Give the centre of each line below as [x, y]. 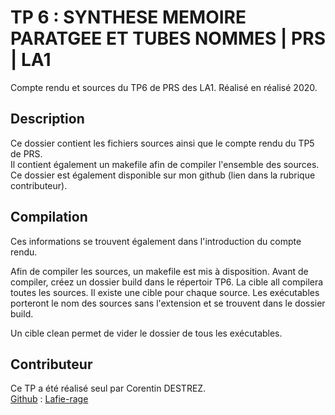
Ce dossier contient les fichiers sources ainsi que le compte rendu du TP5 [162, 143]
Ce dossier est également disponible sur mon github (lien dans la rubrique [163, 175]
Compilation [49, 217]
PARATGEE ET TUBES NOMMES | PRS [168, 38]
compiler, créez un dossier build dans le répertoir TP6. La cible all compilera [167, 282]
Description [47, 119]
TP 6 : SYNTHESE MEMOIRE [128, 17]
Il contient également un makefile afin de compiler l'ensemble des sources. [165, 164]
